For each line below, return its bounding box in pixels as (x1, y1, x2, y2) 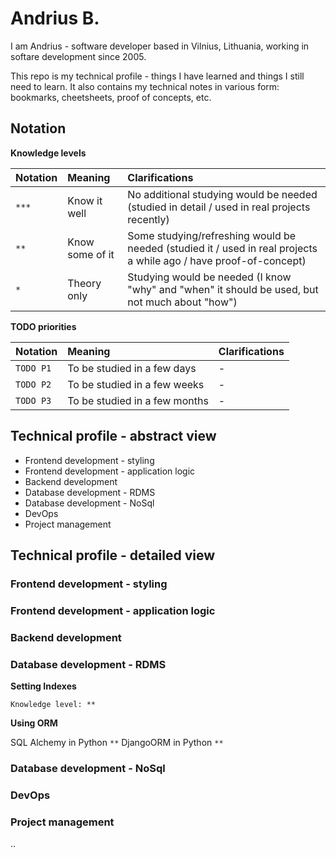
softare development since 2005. (10, 50, 147, 62)
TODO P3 (15, 395, 52, 406)
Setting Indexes (10, 680, 77, 692)
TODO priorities (10, 320, 77, 332)
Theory (67, 276, 102, 290)
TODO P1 (15, 362, 52, 374)
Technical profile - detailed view (10, 547, 216, 564)
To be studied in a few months (67, 393, 209, 407)
